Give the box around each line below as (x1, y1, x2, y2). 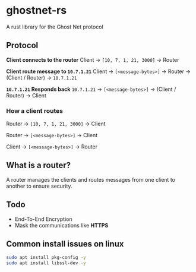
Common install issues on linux (6, 239, 124, 249)
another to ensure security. (6, 182, 72, 189)
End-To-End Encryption (14, 215, 72, 223)
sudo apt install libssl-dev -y (6, 260, 86, 266)
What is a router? (6, 160, 71, 170)
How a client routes (6, 106, 64, 115)
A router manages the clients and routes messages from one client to (6, 176, 175, 183)
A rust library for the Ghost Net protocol (6, 23, 104, 30)
